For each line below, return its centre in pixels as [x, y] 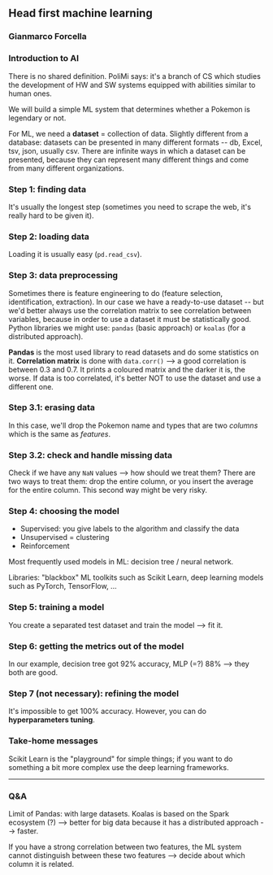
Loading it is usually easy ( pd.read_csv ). [75, 255]
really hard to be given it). [52, 215]
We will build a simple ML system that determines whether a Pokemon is [129, 109]
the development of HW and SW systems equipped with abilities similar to [132, 85]
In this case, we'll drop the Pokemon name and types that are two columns [133, 425]
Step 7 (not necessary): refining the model [94, 693]
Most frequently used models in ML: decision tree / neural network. [121, 562]
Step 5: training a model [56, 607]
